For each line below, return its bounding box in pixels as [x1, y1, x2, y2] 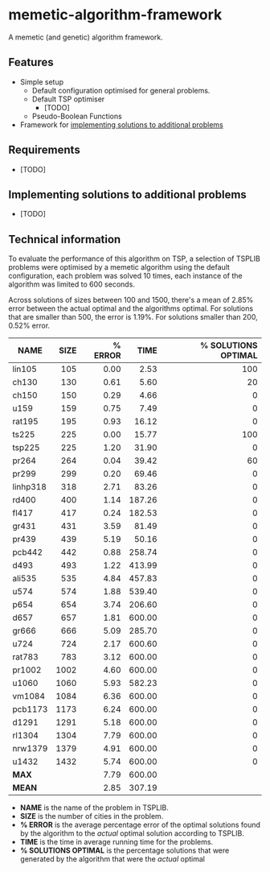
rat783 [12, 651, 39, 663]
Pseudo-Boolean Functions [31, 111, 122, 121]
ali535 [12, 573, 37, 585]
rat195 [12, 416, 39, 428]
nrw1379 [12, 743, 48, 754]
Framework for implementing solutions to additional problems [19, 119, 223, 130]
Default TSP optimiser [31, 94, 105, 104]
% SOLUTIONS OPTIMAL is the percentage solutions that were [19, 845, 230, 855]
